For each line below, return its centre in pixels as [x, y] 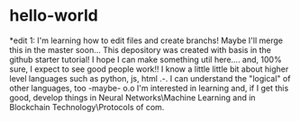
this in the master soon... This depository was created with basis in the [141, 49]
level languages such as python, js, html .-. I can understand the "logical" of [150, 78]
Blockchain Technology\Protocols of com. [87, 107]
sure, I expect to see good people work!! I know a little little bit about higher [149, 69]
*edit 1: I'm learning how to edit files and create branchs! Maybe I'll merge [146, 40]
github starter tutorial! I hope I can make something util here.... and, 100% [145, 59]
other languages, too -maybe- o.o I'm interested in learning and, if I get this [149, 88]
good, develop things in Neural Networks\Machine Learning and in [132, 97]
